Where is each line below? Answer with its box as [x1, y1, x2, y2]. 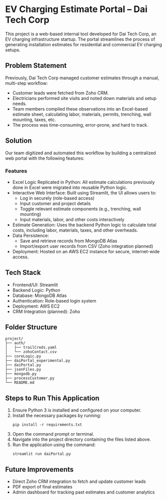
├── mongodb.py [5, 371, 37, 376]
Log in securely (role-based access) [19, 195, 95, 201]
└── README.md [5, 380, 35, 385]
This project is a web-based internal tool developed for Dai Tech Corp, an [5, 31, 156, 37]
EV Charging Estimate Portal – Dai [5, 4, 147, 15]
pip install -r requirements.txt [12, 422, 82, 428]
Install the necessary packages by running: [12, 413, 101, 419]
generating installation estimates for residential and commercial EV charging [5, 41, 162, 47]
